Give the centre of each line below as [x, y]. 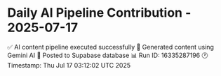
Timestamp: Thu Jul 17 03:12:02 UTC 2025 [69, 65]
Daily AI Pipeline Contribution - [99, 13]
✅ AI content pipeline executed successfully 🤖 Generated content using [110, 47]
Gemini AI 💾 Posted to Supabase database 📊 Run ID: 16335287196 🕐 [108, 55]
